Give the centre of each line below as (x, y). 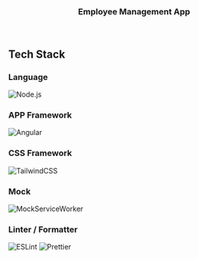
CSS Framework (40, 153)
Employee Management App (134, 11)
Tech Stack (37, 54)
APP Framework (40, 115)
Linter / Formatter (43, 229)
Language (28, 77)
